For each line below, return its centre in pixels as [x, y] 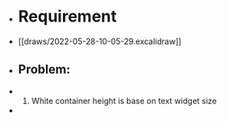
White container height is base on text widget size [124, 100]
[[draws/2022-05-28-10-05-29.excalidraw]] [99, 41]
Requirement [67, 17]
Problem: [44, 70]
